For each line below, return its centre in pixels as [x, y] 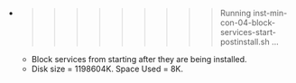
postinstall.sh [245, 41]
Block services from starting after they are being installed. [139, 59]
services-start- [248, 32]
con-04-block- [248, 23]
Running [236, 13]
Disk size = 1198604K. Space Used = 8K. [107, 69]
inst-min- [270, 13]
